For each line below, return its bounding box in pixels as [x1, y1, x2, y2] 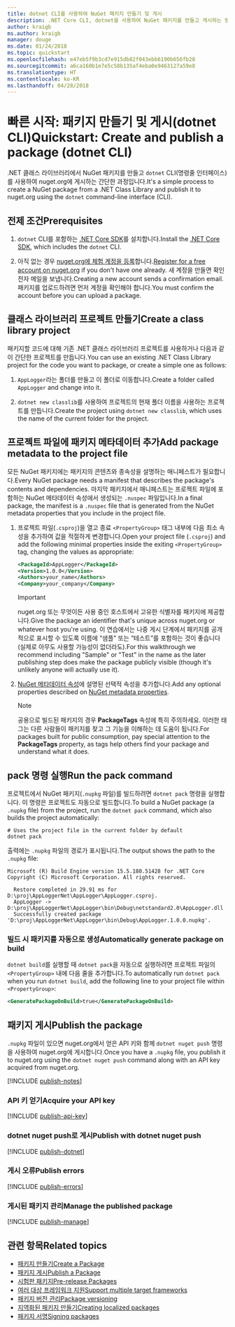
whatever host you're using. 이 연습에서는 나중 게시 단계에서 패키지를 [17, 625, 210, 634]
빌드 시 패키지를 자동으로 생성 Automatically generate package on [7, 934, 224, 944]
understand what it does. [17, 747, 90, 756]
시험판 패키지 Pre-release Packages [17, 1277, 117, 1285]
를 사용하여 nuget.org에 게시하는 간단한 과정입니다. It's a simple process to [7, 177, 215, 186]
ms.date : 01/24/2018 [7, 43, 68, 50]
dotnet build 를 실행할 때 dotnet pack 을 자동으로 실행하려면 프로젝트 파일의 [7, 960, 215, 969]
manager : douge [7, 36, 52, 43]
